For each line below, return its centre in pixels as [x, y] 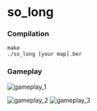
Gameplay [25, 71]
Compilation [28, 34]
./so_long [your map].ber [44, 54]
